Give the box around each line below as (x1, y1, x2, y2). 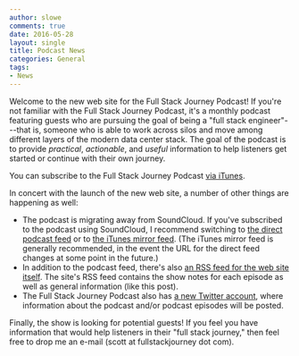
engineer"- (248, 114, 288, 125)
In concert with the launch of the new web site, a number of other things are (9, 187, 289, 198)
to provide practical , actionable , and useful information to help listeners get (9, 143, 287, 154)
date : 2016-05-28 (9, 30, 74, 38)
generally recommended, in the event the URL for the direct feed (21, 242, 261, 253)
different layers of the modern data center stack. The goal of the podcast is (9, 133, 287, 144)
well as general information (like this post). (21, 281, 179, 292)
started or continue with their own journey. (9, 153, 166, 164)
